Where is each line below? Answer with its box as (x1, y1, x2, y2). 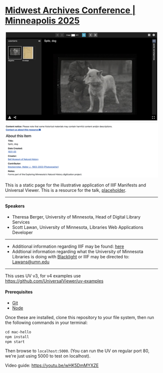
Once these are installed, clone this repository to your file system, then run (5, 314, 154, 320)
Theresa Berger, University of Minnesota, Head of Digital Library (12, 214, 141, 220)
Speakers (5, 203, 25, 209)
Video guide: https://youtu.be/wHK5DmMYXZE (5, 362, 99, 368)
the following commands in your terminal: (5, 320, 88, 325)
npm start (5, 339, 25, 344)
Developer (12, 229, 33, 235)
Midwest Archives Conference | (5, 5, 136, 16)
